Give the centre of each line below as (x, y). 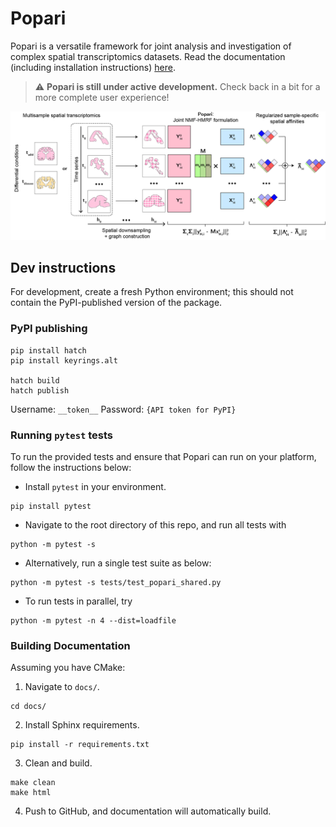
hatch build (35, 380)
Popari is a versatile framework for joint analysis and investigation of (151, 46)
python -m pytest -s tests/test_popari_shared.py (116, 583)
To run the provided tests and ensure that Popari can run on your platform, (163, 457)
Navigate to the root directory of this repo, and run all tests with (155, 525)
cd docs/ (28, 707)
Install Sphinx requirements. (82, 725)
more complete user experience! (102, 97)
